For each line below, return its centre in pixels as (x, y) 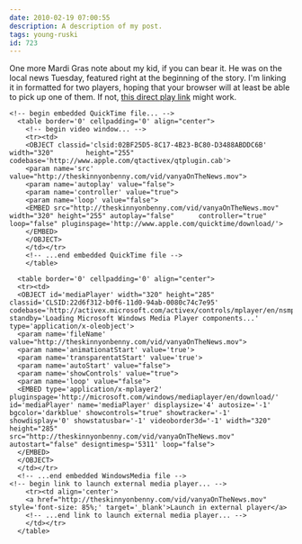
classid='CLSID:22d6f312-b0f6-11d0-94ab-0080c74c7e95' (114, 303)
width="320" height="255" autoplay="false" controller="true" (138, 216)
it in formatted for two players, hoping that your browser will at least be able (150, 87)
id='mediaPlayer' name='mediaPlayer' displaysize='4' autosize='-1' (140, 405)
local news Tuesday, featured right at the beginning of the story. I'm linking (148, 78)
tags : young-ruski (44, 34)
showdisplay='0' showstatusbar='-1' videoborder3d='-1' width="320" (140, 421)
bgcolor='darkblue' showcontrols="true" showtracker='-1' (120, 413)
